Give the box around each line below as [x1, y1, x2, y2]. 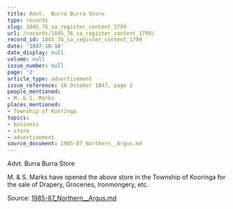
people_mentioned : [7, 88, 61, 95]
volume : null [7, 56, 45, 63]
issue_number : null [7, 62, 64, 69]
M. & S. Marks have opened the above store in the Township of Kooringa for [7, 173, 226, 182]
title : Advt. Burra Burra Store [7, 10, 105, 17]
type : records [7, 17, 49, 24]
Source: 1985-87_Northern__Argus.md [7, 194, 117, 203]
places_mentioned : [7, 101, 61, 108]
